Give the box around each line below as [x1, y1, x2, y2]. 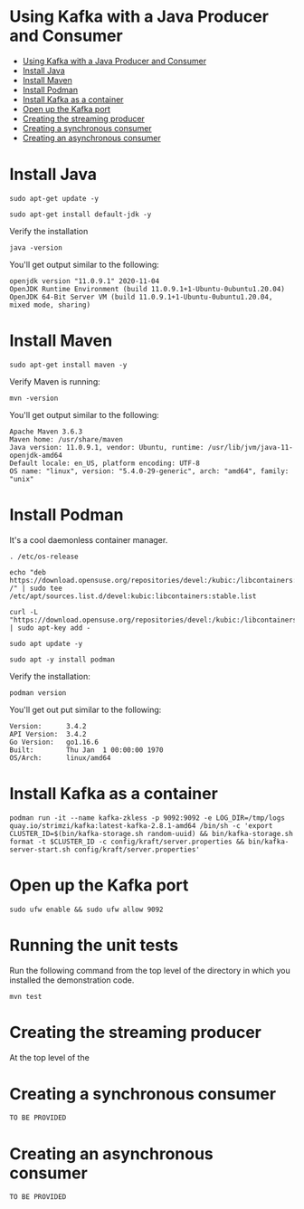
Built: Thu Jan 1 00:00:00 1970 [9, 745, 165, 755]
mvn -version [9, 394, 59, 403]
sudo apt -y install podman [9, 654, 116, 664]
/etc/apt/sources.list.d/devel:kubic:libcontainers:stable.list [9, 591, 257, 601]
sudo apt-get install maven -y [9, 360, 128, 369]
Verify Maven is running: [9, 376, 101, 386]
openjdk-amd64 [9, 451, 63, 460]
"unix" [9, 474, 34, 483]
